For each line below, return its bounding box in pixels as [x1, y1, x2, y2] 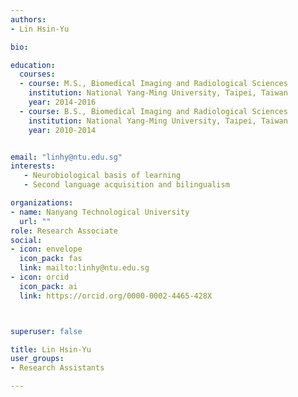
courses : [19, 69, 56, 80]
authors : [10, 14, 47, 25]
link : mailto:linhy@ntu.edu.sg [19, 263, 150, 273]
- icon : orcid [10, 272, 70, 282]
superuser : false [10, 326, 83, 336]
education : [10, 60, 56, 70]
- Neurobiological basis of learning [23, 171, 182, 181]
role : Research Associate [10, 226, 118, 236]
